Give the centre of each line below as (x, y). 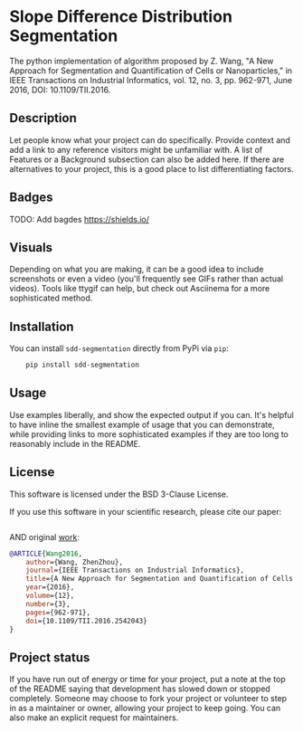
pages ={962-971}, (58, 613)
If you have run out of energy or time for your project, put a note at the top (148, 680)
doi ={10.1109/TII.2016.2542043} (86, 621)
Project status (50, 657)
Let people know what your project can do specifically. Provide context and (150, 140)
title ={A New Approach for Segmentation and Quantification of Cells (160, 579)
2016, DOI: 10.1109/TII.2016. (60, 90)
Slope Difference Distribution (121, 17)
